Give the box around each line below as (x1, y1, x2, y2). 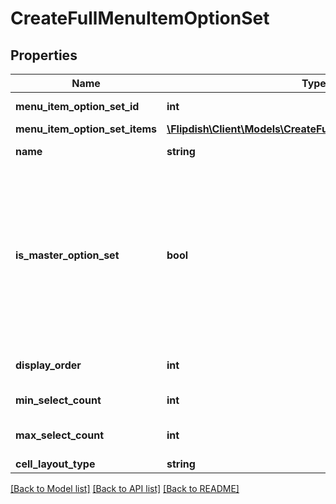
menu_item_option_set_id (15, 100, 140, 113)
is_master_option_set (15, 248, 120, 262)
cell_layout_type (15, 457, 96, 471)
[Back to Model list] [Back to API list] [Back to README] (10, 483, 240, 494)
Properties (10, 47, 78, 64)
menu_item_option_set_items (15, 122, 158, 136)
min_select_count (15, 393, 102, 407)
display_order (15, 358, 82, 372)
